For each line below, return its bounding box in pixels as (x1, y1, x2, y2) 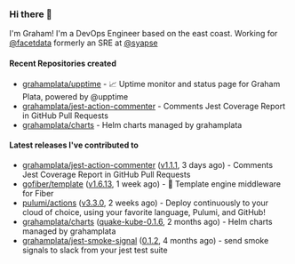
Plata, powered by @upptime (21, 91, 129, 101)
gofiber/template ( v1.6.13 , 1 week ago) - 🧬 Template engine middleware (21, 178, 282, 189)
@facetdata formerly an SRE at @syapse (9, 37, 158, 48)
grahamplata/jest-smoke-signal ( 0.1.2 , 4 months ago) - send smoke (21, 235, 269, 245)
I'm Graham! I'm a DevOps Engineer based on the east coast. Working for (9, 28, 278, 39)
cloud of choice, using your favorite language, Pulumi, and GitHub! (21, 206, 267, 217)
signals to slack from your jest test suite (21, 244, 168, 255)
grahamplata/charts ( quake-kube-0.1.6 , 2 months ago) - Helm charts (21, 216, 273, 227)
